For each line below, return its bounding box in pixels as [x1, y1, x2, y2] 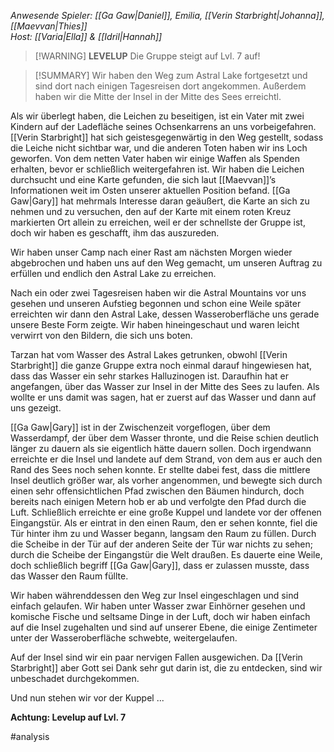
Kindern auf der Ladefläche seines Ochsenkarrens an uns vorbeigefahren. [10, 121, 317, 132]
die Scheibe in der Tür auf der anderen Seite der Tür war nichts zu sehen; [10, 538, 313, 550]
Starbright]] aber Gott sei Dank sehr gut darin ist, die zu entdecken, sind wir [10, 662, 323, 674]
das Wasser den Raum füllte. [10, 570, 129, 582]
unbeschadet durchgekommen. [10, 673, 140, 684]
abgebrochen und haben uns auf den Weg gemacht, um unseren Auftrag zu [10, 257, 323, 269]
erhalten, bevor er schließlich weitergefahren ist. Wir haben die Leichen [10, 163, 305, 175]
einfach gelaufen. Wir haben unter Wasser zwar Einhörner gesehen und [10, 600, 306, 612]
